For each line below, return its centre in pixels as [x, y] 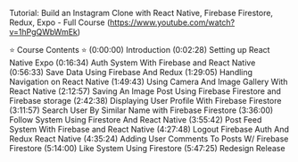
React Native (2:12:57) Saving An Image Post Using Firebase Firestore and [145, 91]
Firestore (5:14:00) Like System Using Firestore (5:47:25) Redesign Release [147, 148]
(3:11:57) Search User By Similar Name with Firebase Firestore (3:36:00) [141, 110]
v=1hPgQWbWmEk [44, 32]
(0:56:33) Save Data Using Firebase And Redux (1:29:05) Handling [131, 72]
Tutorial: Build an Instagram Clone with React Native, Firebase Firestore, [141, 13]
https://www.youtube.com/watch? [173, 22]
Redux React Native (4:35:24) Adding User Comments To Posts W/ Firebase [149, 139]
